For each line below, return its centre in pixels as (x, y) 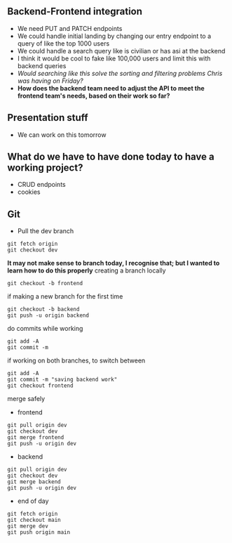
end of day (33, 501)
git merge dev (28, 526)
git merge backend (34, 482)
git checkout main (34, 520)
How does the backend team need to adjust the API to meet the (111, 88)
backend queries (42, 65)
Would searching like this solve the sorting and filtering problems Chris (120, 73)
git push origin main (39, 532)
